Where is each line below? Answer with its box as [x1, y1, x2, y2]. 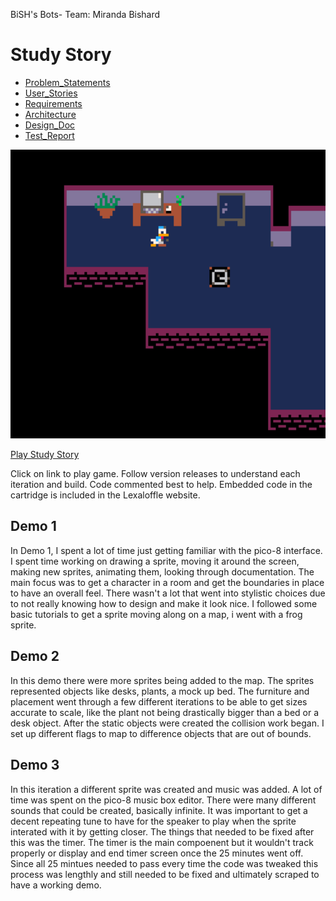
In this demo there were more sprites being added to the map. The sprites [10, 674, 315, 686]
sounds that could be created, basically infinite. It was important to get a [10, 804, 308, 816]
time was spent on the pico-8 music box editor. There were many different [10, 794, 317, 806]
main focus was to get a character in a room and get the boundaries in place [10, 576, 325, 588]
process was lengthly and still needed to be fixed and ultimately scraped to [10, 868, 320, 880]
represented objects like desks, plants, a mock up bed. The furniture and [10, 685, 310, 697]
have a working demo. [10, 879, 102, 891]
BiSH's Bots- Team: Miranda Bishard [10, 9, 161, 20]
